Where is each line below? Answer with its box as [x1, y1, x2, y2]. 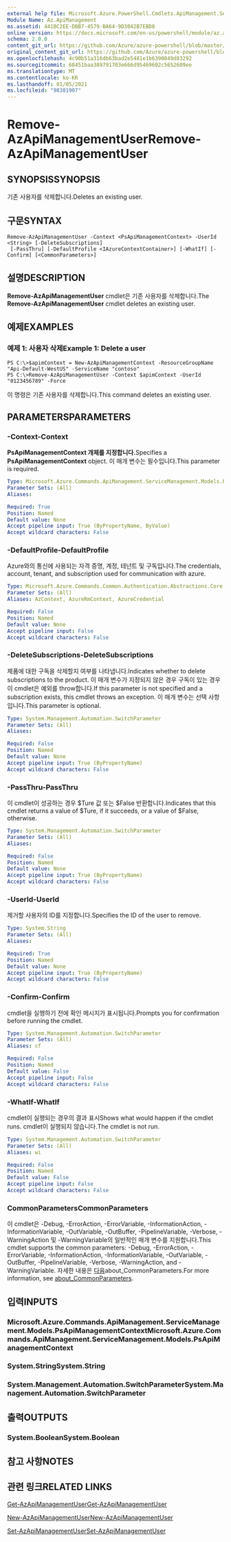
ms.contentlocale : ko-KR [7, 74, 78, 81]
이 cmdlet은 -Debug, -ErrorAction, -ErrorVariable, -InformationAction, [7, 1220, 203, 1228]
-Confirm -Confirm [7, 992, 70, 1002]
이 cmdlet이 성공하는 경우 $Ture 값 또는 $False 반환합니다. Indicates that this [7, 799, 217, 807]
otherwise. [7, 814, 38, 822]
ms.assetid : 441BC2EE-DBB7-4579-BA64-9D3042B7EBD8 [7, 23, 155, 30]
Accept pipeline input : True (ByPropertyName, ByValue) [7, 522, 170, 530]
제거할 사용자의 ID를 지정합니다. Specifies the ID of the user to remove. [7, 911, 201, 920]
